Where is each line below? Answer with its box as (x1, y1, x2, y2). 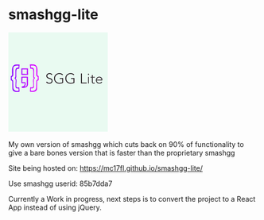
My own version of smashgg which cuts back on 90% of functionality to (8, 139, 244, 149)
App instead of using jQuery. (8, 203, 102, 212)
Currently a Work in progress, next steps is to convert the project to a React (8, 194, 256, 203)
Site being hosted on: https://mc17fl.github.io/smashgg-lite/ (8, 163, 203, 172)
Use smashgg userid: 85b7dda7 (8, 179, 113, 188)
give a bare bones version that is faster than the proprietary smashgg (8, 148, 235, 157)
